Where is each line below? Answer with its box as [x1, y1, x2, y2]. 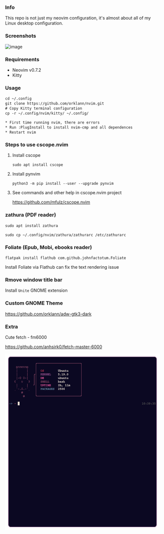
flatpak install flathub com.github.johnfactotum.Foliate [5, 255, 126, 261]
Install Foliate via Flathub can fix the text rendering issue [5, 264, 119, 270]
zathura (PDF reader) [5, 211, 56, 218]
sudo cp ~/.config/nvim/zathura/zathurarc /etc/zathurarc [5, 232, 126, 237]
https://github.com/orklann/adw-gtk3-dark [5, 311, 92, 317]
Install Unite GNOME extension [5, 287, 68, 293]
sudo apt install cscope [12, 162, 63, 168]
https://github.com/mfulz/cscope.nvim [12, 199, 90, 205]
